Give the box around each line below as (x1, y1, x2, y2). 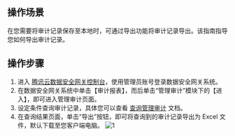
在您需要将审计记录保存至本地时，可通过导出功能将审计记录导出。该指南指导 (7, 27, 228, 35)
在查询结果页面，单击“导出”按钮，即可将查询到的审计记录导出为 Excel (17, 112, 218, 121)
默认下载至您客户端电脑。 (29, 121, 104, 129)
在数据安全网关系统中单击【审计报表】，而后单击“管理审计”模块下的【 (17, 86, 217, 94)
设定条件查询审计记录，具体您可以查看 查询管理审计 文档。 (17, 103, 187, 112)
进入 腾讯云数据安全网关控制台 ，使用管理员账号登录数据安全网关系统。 (17, 77, 222, 86)
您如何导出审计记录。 (7, 35, 69, 43)
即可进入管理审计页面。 (32, 95, 101, 103)
